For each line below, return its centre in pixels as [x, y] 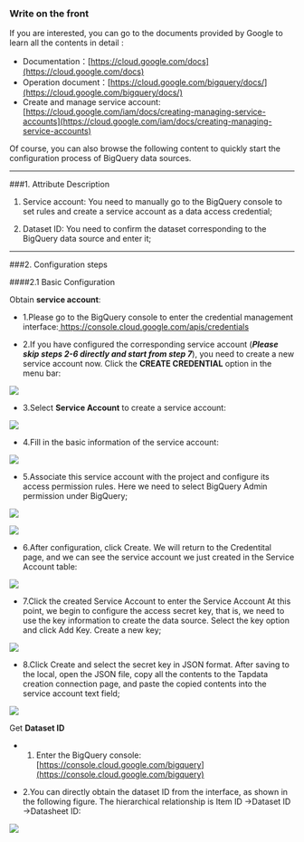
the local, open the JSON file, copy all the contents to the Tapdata [145, 675]
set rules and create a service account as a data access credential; [147, 212]
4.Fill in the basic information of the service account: [120, 443]
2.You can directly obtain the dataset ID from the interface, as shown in [155, 792]
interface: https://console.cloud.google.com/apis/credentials [136, 327]
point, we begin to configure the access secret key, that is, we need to [153, 611]
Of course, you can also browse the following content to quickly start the [145, 148]
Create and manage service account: [91, 102]
